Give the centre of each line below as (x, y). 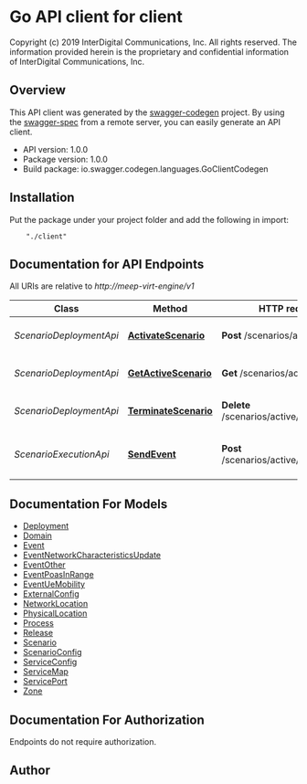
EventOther (44, 565)
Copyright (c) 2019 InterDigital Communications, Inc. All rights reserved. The (153, 42)
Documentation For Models (89, 504)
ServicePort (45, 682)
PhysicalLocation (55, 613)
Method (170, 309)
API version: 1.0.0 (55, 149)
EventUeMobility (53, 584)
